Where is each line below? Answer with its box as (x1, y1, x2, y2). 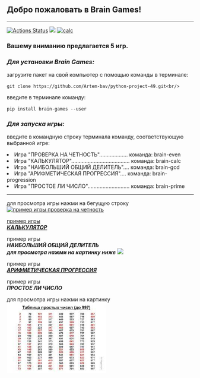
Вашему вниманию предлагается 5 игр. (7, 42, 128, 50)
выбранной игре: (7, 140, 50, 147)
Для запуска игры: (7, 119, 65, 128)
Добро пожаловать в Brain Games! (7, 5, 142, 15)
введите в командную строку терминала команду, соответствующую (7, 133, 184, 140)
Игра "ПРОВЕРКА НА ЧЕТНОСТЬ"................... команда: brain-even (14, 151, 181, 158)
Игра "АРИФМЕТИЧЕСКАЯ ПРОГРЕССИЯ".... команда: (14, 170, 151, 177)
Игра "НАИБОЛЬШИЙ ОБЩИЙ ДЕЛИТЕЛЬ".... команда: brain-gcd (14, 163, 180, 171)
